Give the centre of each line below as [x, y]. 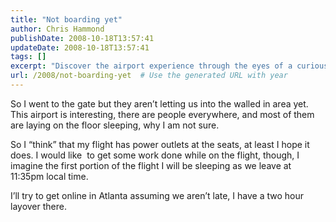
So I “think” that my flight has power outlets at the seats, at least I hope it [160, 144]
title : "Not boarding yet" [66, 19]
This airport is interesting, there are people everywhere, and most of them [162, 114]
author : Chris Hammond [57, 29]
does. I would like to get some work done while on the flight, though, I [155, 155]
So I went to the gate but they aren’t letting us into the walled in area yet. [159, 103]
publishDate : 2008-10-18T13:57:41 [82, 38]
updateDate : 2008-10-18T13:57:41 [80, 47]
